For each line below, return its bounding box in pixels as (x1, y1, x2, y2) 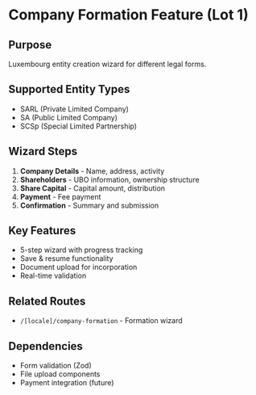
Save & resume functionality (19, 254, 114, 263)
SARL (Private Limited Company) (19, 103, 129, 114)
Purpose (8, 38, 52, 52)
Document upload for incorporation (19, 263, 138, 272)
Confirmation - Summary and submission (19, 200, 159, 210)
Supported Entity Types (8, 82, 130, 96)
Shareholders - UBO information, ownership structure (19, 174, 200, 184)
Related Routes (8, 294, 86, 308)
